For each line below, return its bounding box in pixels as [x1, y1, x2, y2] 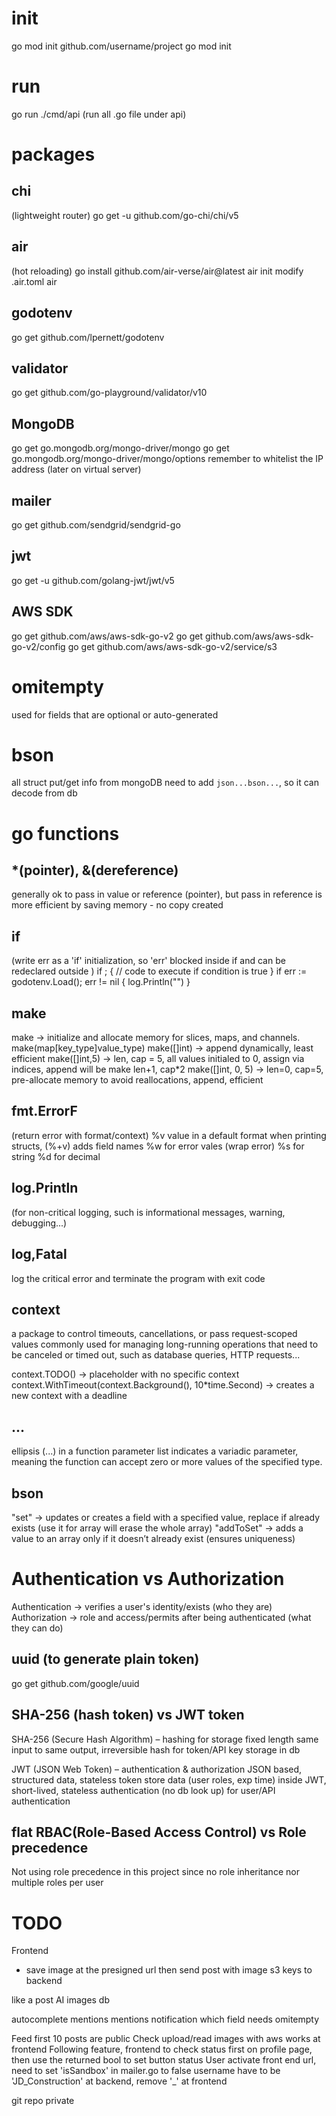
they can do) [11, 1622, 64, 1634]
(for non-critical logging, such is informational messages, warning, [11, 1206, 286, 1218]
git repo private [11, 2095, 75, 2107]
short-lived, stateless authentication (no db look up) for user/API [11, 1784, 276, 1796]
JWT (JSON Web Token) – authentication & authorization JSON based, [11, 1763, 303, 1775]
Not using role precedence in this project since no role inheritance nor [11, 1866, 300, 1878]
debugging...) [11, 1217, 68, 1229]
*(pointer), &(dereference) [11, 862, 179, 879]
